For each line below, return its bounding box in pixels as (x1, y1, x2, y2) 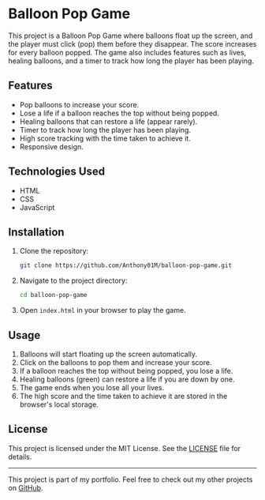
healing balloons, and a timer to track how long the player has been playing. (8, 56, 255, 66)
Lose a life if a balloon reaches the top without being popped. (19, 108, 219, 118)
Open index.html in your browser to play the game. (19, 306, 187, 315)
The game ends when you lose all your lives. (19, 382, 164, 392)
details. (8, 452, 32, 461)
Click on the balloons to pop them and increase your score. (19, 357, 212, 367)
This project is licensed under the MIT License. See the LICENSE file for (8, 443, 241, 453)
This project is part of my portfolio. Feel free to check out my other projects (8, 475, 253, 484)
